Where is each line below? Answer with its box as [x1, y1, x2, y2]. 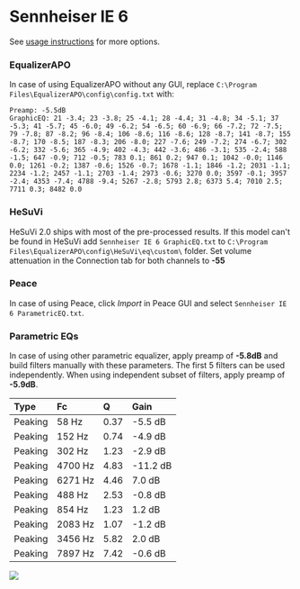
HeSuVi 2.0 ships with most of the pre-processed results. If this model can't [9, 226, 290, 237]
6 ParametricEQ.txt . [9, 307, 84, 318]
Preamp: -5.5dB [9, 106, 66, 115]
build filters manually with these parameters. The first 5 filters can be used [9, 360, 286, 371]
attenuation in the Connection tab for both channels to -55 [9, 255, 225, 266]
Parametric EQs [9, 330, 79, 342]
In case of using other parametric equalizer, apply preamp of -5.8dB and [9, 350, 278, 361]
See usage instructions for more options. [9, 36, 160, 47]
